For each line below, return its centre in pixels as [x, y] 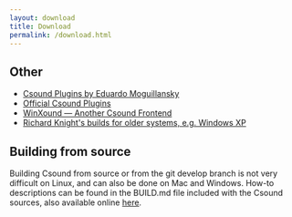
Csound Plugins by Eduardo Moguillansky [101, 94]
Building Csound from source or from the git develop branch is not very [144, 173]
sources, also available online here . [76, 202]
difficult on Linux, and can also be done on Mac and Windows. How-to [142, 183]
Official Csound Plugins [67, 103]
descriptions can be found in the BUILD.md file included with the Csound [146, 193]
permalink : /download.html [61, 35]
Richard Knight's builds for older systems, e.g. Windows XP [134, 123]
